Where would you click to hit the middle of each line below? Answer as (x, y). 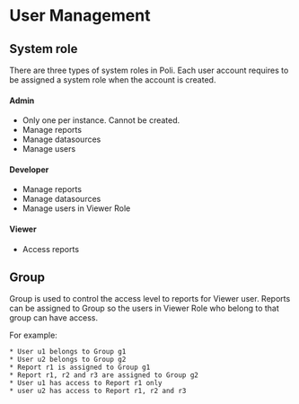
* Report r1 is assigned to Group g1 (80, 368)
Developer (29, 169)
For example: (34, 335)
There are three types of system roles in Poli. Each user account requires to (149, 70)
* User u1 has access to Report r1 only (86, 383)
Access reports (50, 249)
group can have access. (54, 318)
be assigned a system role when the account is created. (113, 80)
